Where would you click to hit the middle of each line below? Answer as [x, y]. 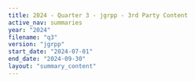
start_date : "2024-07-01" [50, 52]
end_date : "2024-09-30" [47, 59]
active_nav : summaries [45, 23]
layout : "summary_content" [52, 66]
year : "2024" [29, 30]
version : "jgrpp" [37, 45]
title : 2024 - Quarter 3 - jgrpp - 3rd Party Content [98, 15]
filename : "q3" [33, 37]
